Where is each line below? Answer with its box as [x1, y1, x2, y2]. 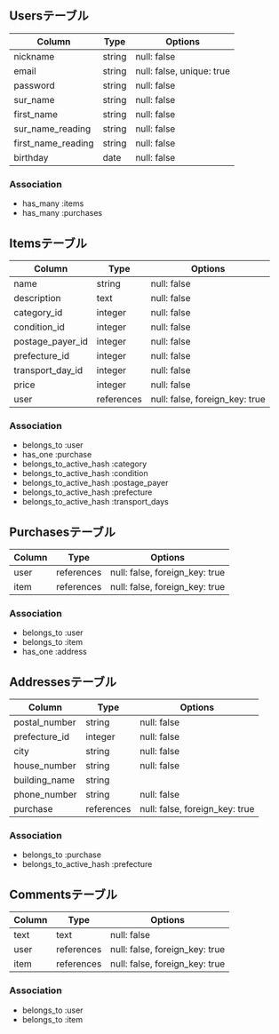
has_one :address [21, 647, 87, 657]
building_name [13, 774, 76, 786]
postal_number [13, 716, 76, 728]
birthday [13, 151, 49, 163]
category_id [13, 306, 63, 318]
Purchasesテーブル [9, 524, 116, 539]
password [13, 79, 55, 91]
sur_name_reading [13, 123, 92, 135]
